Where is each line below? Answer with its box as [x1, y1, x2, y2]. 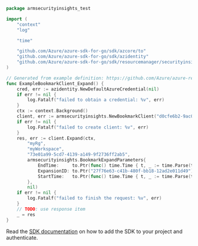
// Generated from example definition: [6, 75, 104, 81]
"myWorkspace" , [27, 146, 65, 152]
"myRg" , [27, 141, 46, 147]
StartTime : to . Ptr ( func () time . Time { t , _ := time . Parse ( [37, 173, 192, 179]
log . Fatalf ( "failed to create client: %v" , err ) [27, 124, 149, 130]
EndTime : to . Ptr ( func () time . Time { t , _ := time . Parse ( [37, 162, 192, 169]
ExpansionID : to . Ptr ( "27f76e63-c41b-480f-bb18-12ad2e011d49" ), [37, 168, 196, 174]
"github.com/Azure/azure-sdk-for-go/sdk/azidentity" [16, 53, 149, 60]
